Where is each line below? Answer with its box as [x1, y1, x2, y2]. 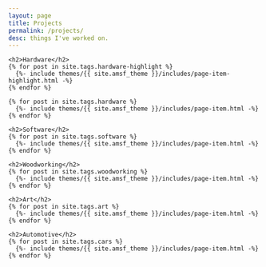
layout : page [8, 11, 52, 20]
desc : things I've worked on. [8, 34, 109, 42]
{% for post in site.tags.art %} [8, 203, 120, 211]
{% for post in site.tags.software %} [8, 133, 137, 141]
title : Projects [8, 19, 62, 27]
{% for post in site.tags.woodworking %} [8, 168, 149, 176]
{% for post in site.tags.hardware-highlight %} [8, 63, 173, 71]
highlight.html [8, 77, 59, 85]
